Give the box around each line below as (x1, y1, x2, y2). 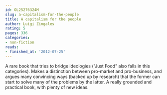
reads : (5, 44, 19, 49)
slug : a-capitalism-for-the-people (5, 12, 79, 17)
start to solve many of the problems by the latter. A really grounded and (5, 78, 152, 85)
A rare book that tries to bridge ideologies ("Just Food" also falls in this (5, 63, 151, 69)
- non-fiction (5, 40, 35, 45)
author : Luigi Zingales (5, 21, 55, 26)
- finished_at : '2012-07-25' (5, 49, 66, 54)
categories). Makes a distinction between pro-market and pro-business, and (5, 68, 162, 74)
